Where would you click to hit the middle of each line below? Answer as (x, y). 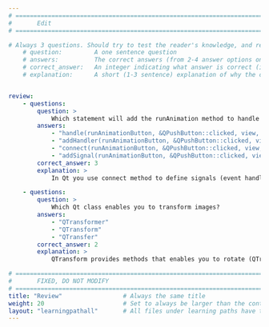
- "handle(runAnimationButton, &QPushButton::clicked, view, (155, 134)
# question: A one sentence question (100, 53)
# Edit (30, 23)
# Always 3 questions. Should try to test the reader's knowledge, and (130, 45)
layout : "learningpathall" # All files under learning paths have (132, 311)
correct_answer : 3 (68, 163)
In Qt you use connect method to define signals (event (146, 178)
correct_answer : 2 (68, 245)
